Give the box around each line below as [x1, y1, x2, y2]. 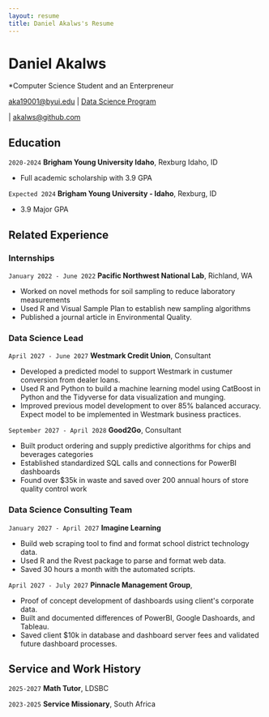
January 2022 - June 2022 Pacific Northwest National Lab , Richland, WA [8, 271, 253, 280]
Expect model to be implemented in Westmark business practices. [19, 410, 241, 420]
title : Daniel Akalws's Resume [8, 19, 114, 28]
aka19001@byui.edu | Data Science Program [8, 96, 156, 106]
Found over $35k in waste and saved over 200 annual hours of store [19, 476, 249, 485]
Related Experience [8, 228, 109, 241]
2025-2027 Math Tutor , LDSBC [8, 684, 109, 694]
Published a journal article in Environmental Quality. [19, 312, 192, 322]
